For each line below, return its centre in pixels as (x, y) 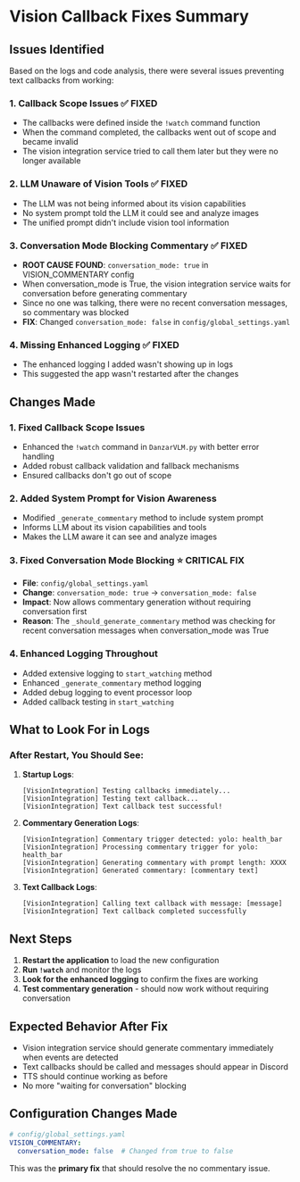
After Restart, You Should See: (77, 755)
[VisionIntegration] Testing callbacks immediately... (126, 791)
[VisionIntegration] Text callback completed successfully (134, 911)
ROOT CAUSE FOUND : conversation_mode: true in (115, 264)
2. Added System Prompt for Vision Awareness (113, 498)
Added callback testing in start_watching (98, 702)
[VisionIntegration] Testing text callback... (110, 799)
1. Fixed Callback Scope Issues (77, 428)
